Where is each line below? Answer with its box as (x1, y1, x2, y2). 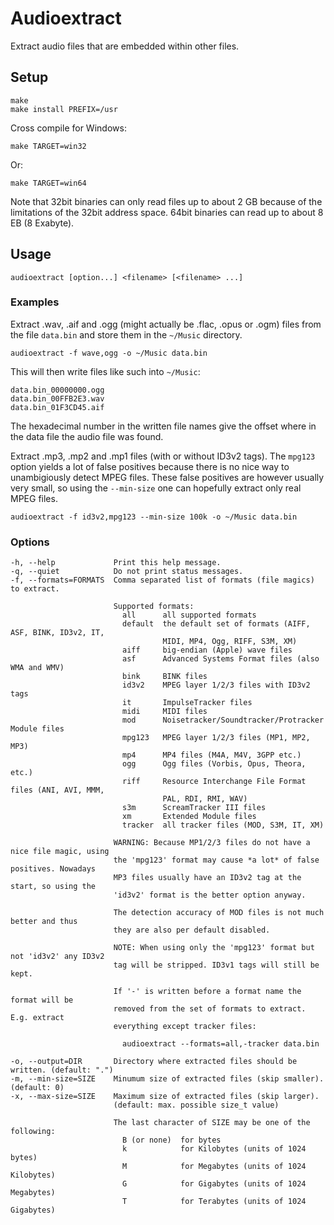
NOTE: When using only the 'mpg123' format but (113, 943, 315, 953)
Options (10, 535, 50, 549)
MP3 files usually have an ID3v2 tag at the (113, 873, 302, 883)
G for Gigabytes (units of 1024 (121, 1179, 307, 1189)
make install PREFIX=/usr (10, 104, 118, 114)
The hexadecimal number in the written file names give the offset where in (10, 420, 317, 432)
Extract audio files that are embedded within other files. (10, 40, 240, 52)
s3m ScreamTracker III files (121, 803, 267, 813)
